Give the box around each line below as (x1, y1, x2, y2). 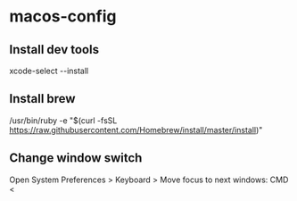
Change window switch (9, 150, 143, 166)
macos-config (9, 6, 117, 27)
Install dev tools (9, 42, 100, 57)
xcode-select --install (9, 65, 89, 76)
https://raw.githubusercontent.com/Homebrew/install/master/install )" (9, 124, 263, 135)
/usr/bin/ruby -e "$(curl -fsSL (9, 114, 118, 126)
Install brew (9, 91, 76, 106)
